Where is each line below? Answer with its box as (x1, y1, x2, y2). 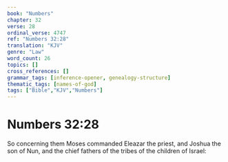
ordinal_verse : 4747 (7, 29, 67, 37)
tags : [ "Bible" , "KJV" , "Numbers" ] (7, 87, 103, 94)
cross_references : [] (7, 68, 70, 74)
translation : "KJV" (7, 42, 63, 49)
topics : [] (7, 61, 39, 68)
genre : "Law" (7, 49, 45, 56)
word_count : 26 (7, 55, 51, 62)
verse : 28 (7, 23, 36, 30)
